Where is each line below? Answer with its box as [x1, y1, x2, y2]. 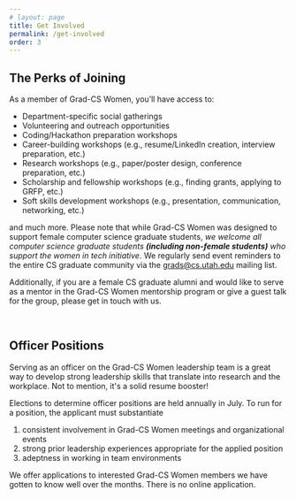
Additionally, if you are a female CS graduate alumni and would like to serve [9, 277, 285, 287]
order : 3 [9, 37, 42, 47]
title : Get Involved [9, 21, 86, 30]
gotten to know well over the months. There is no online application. [9, 479, 256, 489]
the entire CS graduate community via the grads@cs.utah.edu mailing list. [9, 260, 277, 271]
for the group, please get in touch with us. [9, 295, 162, 306]
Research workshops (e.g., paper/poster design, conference [21, 158, 242, 169]
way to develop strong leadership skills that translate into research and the [9, 371, 281, 381]
